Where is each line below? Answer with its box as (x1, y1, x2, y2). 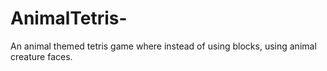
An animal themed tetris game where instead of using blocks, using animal (10, 40, 317, 52)
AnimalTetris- (10, 7, 128, 30)
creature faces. (10, 50, 73, 62)
